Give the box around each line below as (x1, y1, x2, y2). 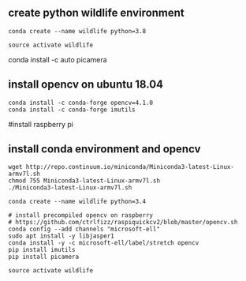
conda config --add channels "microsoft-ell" (8, 225, 160, 234)
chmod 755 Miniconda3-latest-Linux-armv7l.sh (8, 177, 160, 185)
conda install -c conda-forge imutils (8, 106, 136, 114)
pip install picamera (8, 253, 80, 261)
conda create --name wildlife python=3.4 (8, 197, 147, 206)
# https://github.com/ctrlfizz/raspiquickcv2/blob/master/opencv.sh (8, 219, 238, 227)
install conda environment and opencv (8, 142, 201, 156)
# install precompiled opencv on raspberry (8, 212, 154, 219)
